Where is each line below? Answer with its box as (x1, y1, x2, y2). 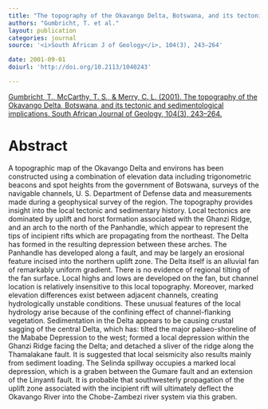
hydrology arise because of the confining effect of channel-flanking (8, 307, 231, 317)
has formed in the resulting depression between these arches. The (8, 239, 227, 249)
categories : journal (8, 33, 77, 42)
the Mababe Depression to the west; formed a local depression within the (8, 332, 250, 342)
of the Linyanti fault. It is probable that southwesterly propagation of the (8, 375, 245, 384)
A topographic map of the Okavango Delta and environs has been (8, 163, 224, 172)
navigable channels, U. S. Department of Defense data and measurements (8, 188, 253, 198)
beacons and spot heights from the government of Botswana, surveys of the (8, 180, 259, 190)
